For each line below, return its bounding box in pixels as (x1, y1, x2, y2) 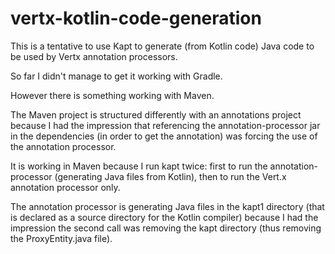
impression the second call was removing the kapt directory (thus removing (10, 222, 322, 234)
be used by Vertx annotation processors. (10, 50, 178, 62)
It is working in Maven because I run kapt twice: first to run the (10, 160, 268, 172)
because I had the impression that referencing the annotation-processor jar (10, 119, 321, 131)
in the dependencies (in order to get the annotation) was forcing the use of (10, 130, 318, 142)
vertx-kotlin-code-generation (10, 7, 262, 30)
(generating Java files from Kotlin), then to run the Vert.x (54, 170, 287, 182)
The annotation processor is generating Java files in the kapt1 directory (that (10, 200, 325, 212)
